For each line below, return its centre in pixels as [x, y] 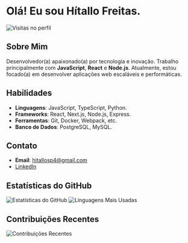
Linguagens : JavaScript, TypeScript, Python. [71, 107]
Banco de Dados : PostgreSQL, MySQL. [64, 127]
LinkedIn [26, 166]
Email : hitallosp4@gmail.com [51, 160]
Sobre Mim [27, 47]
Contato [22, 146]
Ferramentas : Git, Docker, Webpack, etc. [66, 120]
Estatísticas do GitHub [49, 185]
